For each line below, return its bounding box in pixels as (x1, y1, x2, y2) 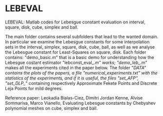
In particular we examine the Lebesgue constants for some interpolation (5, 39, 150, 44)
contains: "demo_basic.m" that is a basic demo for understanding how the (5, 54, 154, 60)
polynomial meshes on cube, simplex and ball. (5, 105, 98, 111)
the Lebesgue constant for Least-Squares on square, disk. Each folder (5, 49, 146, 55)
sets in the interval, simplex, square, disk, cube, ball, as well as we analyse (5, 44, 155, 50)
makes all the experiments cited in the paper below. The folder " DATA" (5, 64, 146, 71)
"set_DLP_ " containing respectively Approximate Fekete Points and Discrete (5, 80, 158, 86)
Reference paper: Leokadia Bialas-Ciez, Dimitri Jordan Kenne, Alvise (5, 95, 143, 100)
